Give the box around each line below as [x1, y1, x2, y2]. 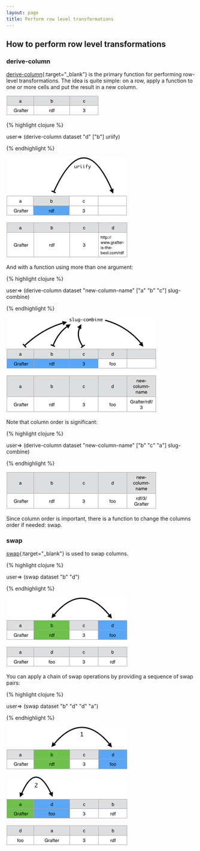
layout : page [6, 10, 39, 16]
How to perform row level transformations [6, 39, 166, 49]
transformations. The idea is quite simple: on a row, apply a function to [19, 77, 193, 84]
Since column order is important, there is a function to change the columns [6, 515, 191, 523]
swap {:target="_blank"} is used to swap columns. [6, 550, 129, 558]
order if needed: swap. [6, 521, 63, 529]
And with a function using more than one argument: [6, 263, 134, 271]
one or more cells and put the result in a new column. [6, 84, 138, 91]
